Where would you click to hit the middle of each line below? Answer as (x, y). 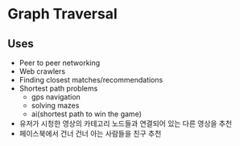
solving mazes (55, 105)
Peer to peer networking (60, 63)
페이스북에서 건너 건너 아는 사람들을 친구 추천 (90, 134)
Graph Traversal (62, 14)
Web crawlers (42, 71)
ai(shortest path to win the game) (86, 114)
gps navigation (56, 97)
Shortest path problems (58, 88)
